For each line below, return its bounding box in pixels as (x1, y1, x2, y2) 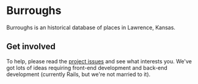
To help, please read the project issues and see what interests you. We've (6, 57, 193, 65)
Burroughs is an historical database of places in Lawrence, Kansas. (6, 24, 176, 31)
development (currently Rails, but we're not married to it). (6, 71, 151, 78)
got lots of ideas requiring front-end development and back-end (6, 64, 168, 71)
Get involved (6, 41, 56, 52)
